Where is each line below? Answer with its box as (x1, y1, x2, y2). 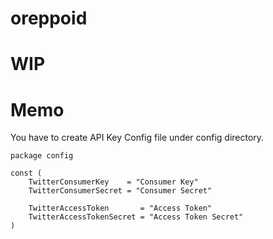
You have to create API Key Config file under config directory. (10, 132, 265, 144)
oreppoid (10, 7, 88, 30)
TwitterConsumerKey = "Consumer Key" (28, 177, 199, 187)
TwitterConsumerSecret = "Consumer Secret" (28, 186, 213, 196)
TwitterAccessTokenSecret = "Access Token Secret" (28, 212, 244, 222)
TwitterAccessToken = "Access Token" (28, 203, 213, 214)
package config (10, 151, 74, 161)
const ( (10, 168, 43, 179)
